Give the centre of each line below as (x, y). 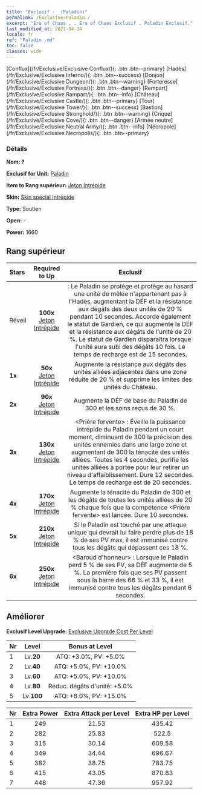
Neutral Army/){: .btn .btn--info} (105, 126)
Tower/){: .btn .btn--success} (102, 107)
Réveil (18, 320)
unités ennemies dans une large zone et (130, 444)
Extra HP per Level (162, 713)
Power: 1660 (22, 232)
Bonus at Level (91, 646)
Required (47, 268)
